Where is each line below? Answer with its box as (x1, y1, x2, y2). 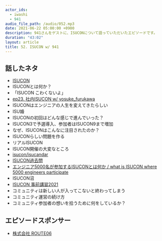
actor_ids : (5, 7, 28, 12)
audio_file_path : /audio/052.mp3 (5, 21, 75, 26)
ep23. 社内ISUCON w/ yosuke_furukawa (12, 96, 95, 102)
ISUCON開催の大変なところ (12, 146, 69, 152)
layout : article (5, 40, 39, 45)
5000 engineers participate (12, 169, 69, 175)
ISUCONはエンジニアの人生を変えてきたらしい (12, 102, 108, 108)
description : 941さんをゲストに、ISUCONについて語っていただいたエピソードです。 (5, 30, 158, 35)
